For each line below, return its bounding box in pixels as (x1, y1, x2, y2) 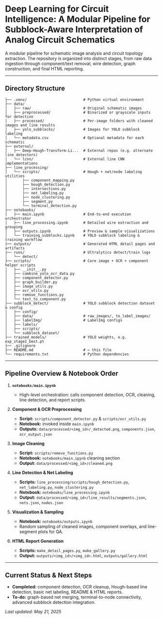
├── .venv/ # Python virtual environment (5, 97, 145, 102)
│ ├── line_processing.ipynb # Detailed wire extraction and (5, 220, 149, 225)
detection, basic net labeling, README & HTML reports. (12, 589, 123, 595)
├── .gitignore (5, 343, 36, 348)
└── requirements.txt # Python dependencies (5, 351, 130, 357)
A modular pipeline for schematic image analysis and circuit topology (5, 50, 143, 56)
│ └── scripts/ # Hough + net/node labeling (5, 169, 142, 174)
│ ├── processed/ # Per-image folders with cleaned (5, 118, 153, 123)
